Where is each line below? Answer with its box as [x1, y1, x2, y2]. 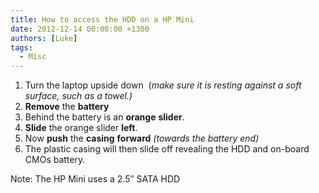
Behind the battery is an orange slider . [24, 111, 185, 123]
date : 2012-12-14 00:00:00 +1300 [10, 24, 150, 34]
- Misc [19, 52, 47, 62]
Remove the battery [24, 101, 110, 113]
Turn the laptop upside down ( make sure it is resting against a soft [24, 79, 302, 91]
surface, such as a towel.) [24, 90, 133, 102]
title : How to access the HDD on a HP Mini [10, 14, 195, 25]
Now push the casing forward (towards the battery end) [24, 132, 260, 145]
